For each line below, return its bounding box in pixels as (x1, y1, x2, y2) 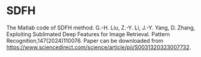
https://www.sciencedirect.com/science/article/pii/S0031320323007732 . (6, 44, 191, 51)
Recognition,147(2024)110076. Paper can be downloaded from (6, 37, 164, 44)
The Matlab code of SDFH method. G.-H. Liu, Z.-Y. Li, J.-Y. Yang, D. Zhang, (6, 24, 195, 31)
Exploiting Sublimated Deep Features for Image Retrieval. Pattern (6, 30, 170, 37)
